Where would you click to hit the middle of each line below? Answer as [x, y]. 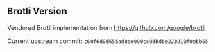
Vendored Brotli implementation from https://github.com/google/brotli [106, 27]
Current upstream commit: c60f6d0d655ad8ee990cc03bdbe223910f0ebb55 [108, 41]
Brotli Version [37, 11]
